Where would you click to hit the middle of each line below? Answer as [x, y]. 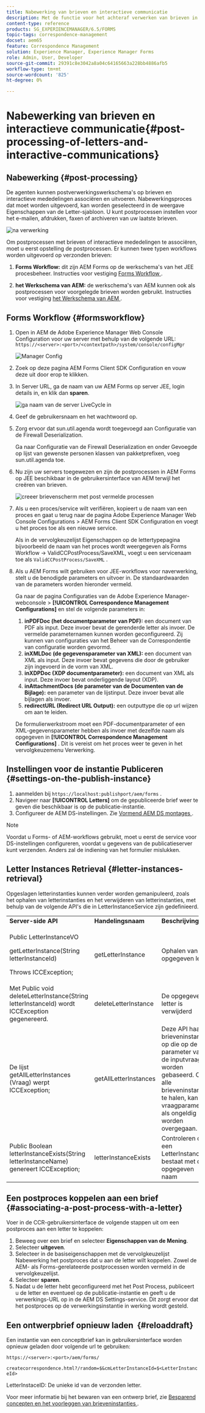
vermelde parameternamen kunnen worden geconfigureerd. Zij [103, 634]
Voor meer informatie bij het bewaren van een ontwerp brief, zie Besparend [101, 1397]
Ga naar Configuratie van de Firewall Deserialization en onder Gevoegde [106, 447]
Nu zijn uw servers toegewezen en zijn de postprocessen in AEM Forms [106, 472]
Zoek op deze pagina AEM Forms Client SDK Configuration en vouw [100, 367]
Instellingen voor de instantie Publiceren [85, 769]
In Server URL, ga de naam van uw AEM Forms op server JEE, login [100, 386]
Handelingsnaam [120, 921]
